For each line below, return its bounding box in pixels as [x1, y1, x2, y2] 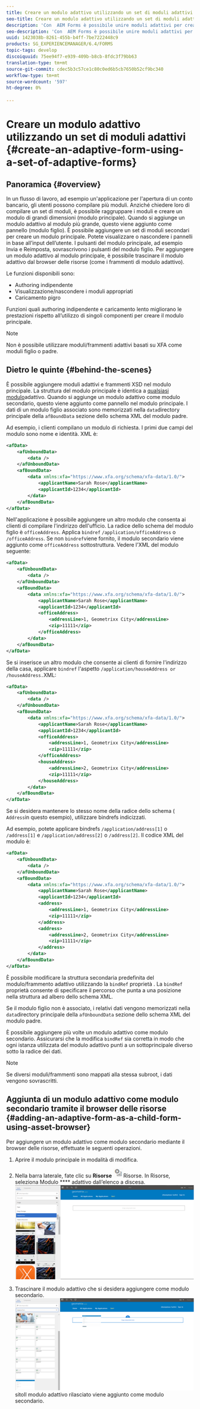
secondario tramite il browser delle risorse [6, 1103, 167, 1114]
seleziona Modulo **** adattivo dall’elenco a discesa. [14, 1178, 146, 1185]
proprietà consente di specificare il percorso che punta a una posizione [6, 986, 182, 994]
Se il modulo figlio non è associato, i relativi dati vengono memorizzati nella [6, 1004, 190, 1012]
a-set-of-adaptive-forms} [6, 155, 137, 169]
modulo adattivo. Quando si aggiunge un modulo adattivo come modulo [6, 393, 180, 400]
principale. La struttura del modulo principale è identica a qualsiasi [6, 387, 169, 394]
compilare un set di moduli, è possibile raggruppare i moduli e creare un [6, 208, 183, 214]
